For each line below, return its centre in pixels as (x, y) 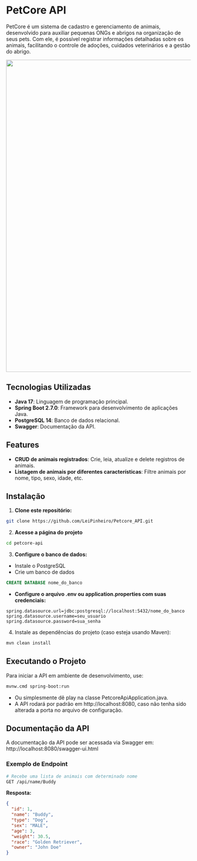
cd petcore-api (25, 543)
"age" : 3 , (23, 831)
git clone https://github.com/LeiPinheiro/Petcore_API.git (80, 521)
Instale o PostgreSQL (40, 566)
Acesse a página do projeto (49, 532)
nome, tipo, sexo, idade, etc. (49, 478)
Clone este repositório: (43, 510)
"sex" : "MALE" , (30, 825)
